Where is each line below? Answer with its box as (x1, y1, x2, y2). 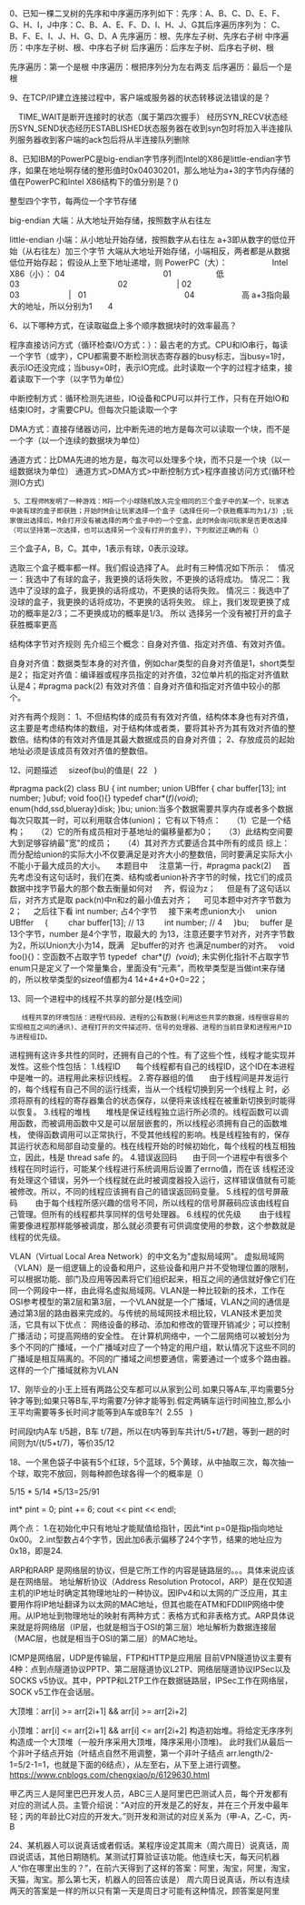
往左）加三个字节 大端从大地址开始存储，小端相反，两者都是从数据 (40, 246, 290, 257)
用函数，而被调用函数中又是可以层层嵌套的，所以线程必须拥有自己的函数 (9, 1118, 280, 1128)
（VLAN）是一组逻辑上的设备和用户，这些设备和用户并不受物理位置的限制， (9, 1263, 293, 1273)
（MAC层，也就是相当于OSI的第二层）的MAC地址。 (9, 1633, 202, 1644)
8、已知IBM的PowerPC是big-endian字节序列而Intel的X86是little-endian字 (9, 154, 283, 164)
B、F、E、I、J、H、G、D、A (9, 31, 118, 41)
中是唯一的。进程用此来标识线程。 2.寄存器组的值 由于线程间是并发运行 (9, 1073, 290, 1083)
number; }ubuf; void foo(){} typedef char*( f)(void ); (9, 792, 199, 803)
